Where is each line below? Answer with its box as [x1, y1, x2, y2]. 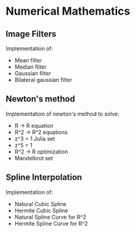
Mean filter [14, 57, 42, 64]
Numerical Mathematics [5, 4, 131, 18]
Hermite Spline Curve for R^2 [14, 220, 88, 227]
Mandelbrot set [14, 154, 53, 161]
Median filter [14, 63, 47, 70]
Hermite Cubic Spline [14, 207, 68, 214]
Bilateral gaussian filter [14, 76, 73, 83]
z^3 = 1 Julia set [14, 135, 55, 142]
